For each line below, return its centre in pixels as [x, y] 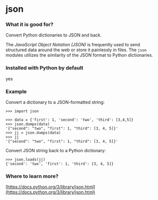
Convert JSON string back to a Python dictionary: [56, 151]
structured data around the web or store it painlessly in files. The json [76, 50]
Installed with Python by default [45, 68]
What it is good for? [30, 25]
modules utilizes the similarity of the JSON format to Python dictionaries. [79, 55]
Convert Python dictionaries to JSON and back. [54, 35]
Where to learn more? [32, 176]
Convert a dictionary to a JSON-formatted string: [55, 102]
